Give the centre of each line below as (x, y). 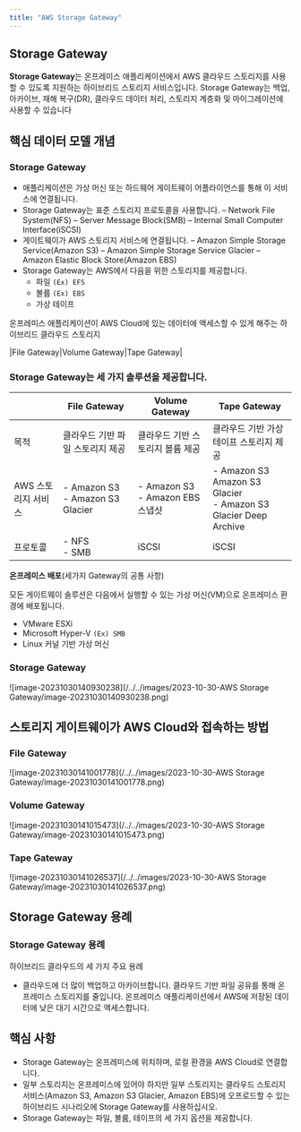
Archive (228, 527)
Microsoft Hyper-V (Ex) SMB (73, 633)
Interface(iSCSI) (52, 230)
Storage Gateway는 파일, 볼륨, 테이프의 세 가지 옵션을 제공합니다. (138, 1118)
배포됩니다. (45, 606)
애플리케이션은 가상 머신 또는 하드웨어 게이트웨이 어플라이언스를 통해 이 (146, 188)
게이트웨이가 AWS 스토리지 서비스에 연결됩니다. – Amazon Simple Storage (154, 240)
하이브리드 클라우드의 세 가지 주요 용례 (76, 966)
